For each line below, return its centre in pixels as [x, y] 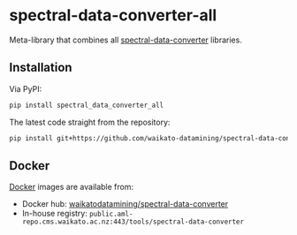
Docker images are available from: [72, 187]
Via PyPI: [26, 88]
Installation [41, 68]
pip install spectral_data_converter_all [87, 105]
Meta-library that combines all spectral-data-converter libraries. [126, 40]
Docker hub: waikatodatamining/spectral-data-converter [125, 204]
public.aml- [111, 214]
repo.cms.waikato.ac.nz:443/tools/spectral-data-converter [133, 222]
